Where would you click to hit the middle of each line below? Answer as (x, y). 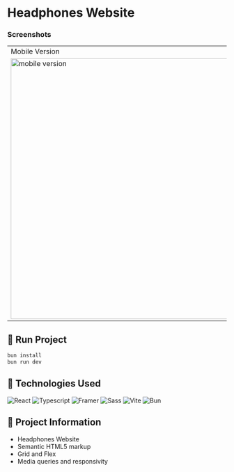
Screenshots (29, 35)
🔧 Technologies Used (54, 384)
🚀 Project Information (54, 422)
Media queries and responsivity (62, 461)
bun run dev (24, 362)
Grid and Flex (37, 454)
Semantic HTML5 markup (54, 446)
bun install (24, 356)
